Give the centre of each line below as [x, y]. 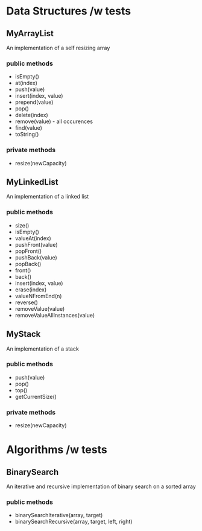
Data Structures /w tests [69, 11]
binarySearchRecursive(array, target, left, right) [74, 522]
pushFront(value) [36, 244]
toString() [27, 135]
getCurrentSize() [36, 396]
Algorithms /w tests [57, 450]
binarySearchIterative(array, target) [59, 515]
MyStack [24, 334]
